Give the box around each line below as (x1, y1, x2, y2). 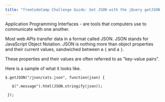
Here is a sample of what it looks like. (5, 65, 81, 71)
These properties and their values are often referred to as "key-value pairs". (5, 55, 160, 62)
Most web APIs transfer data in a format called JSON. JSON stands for (5, 36, 149, 42)
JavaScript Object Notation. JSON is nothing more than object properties (5, 41, 154, 47)
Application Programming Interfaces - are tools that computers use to (5, 21, 147, 27)
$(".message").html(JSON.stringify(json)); (11, 84, 103, 89)
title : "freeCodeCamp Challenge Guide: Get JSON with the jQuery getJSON (5, 7, 161, 12)
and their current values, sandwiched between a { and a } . (5, 46, 124, 52)
